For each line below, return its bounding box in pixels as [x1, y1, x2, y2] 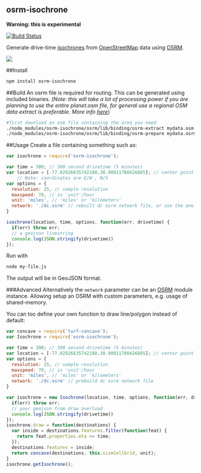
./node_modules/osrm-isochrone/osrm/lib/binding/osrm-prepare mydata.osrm [6, 131, 197, 137]
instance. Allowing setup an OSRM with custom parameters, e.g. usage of [6, 292, 188, 300]
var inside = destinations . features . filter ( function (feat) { [11, 428, 167, 434]
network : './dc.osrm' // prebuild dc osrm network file [11, 378, 154, 384]
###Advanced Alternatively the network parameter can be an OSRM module [6, 286, 193, 294]
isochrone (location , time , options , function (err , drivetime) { [6, 219, 170, 225]
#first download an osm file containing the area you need [6, 120, 157, 126]
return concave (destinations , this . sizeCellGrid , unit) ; [11, 450, 157, 456]
